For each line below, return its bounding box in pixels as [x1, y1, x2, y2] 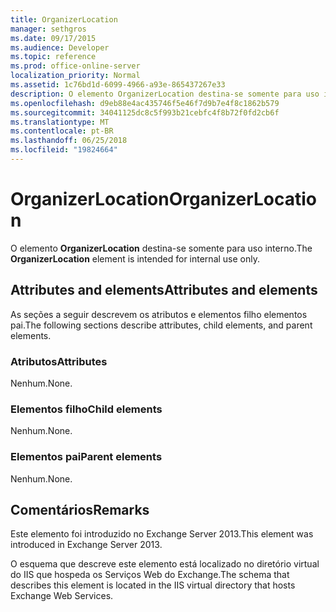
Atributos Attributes [10, 354, 108, 368]
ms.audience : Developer [10, 42, 110, 53]
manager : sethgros [10, 24, 87, 34]
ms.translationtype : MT [10, 117, 110, 127]
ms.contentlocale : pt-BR [10, 126, 114, 136]
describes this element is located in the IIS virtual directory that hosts [10, 579, 296, 591]
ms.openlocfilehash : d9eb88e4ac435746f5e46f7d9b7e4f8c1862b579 [10, 98, 280, 108]
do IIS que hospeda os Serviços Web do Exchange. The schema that [10, 569, 290, 581]
